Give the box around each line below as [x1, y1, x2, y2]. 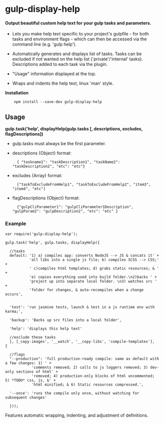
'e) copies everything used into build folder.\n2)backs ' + [29, 274, 157, 279]
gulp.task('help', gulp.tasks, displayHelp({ [5, 240, 100, 245]
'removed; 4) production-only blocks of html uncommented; [31, 373, 155, 378]
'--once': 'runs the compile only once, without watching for [9, 391, 139, 395]
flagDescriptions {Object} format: [12, 195, 80, 201]
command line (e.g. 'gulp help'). [12, 41, 77, 47]
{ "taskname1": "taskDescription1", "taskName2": [17, 160, 120, 165]
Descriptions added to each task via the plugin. [12, 61, 108, 67]
